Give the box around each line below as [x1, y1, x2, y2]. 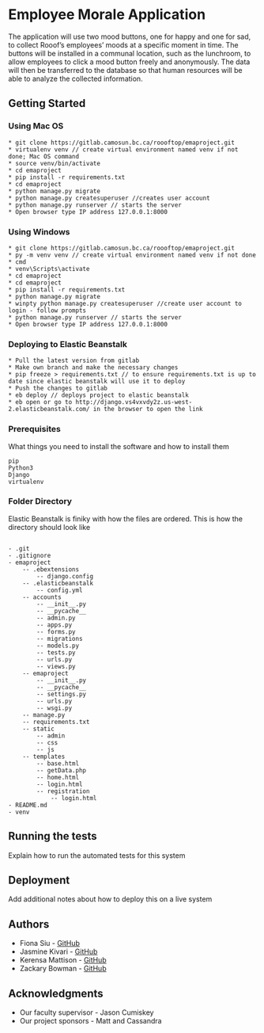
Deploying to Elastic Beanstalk [8, 338, 128, 349]
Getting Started [8, 97, 86, 110]
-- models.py [36, 642, 80, 650]
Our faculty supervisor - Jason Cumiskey [19, 1008, 154, 1017]
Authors [8, 917, 50, 931]
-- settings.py [36, 690, 87, 698]
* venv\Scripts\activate [8, 265, 90, 273]
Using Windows [8, 226, 70, 237]
